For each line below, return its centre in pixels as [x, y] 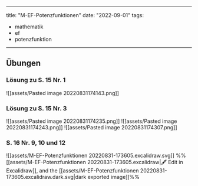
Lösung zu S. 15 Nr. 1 [36, 80]
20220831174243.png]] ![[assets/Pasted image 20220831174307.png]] [92, 127]
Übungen [24, 63]
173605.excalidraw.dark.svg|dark [46, 177]
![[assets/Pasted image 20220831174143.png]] [63, 93]
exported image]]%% [113, 177]
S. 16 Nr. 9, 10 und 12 [36, 142]
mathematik [29, 27]
